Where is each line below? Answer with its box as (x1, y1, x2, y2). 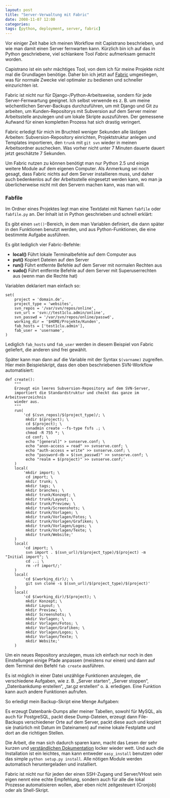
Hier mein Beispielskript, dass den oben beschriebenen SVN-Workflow (5, 362, 153, 368)
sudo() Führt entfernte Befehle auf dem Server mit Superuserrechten (12, 268, 157, 274)
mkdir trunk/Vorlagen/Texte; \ (25, 528, 92, 533)
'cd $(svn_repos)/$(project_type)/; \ (23, 412, 105, 418)
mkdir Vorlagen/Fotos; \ (25, 621, 78, 626)
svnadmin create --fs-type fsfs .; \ (25, 426, 105, 431)
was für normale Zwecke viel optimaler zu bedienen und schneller (5, 77, 143, 83)
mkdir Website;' (25, 639, 60, 644)
